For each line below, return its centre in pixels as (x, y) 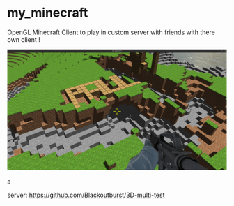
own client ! (24, 39)
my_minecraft (48, 13)
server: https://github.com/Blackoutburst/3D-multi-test (86, 195)
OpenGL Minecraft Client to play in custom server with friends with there (111, 32)
